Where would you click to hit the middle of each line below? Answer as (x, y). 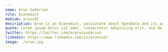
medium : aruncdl (22, 19)
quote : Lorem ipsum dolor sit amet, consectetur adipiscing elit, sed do (84, 28)
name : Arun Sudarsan (27, 10)
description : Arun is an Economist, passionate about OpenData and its (81, 24)
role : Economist (22, 14)
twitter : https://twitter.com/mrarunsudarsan (53, 33)
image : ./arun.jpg (24, 42)
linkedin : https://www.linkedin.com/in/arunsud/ (57, 38)
